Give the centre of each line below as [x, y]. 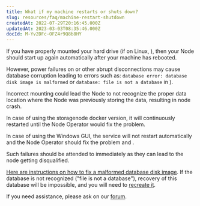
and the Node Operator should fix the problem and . [70, 142]
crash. [14, 106]
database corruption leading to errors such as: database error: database [97, 76]
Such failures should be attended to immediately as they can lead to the [95, 154]
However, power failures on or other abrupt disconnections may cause [93, 69]
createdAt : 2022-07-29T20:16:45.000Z [53, 23]
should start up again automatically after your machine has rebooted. [92, 58]
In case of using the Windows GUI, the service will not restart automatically [99, 136]
